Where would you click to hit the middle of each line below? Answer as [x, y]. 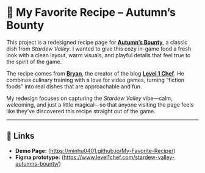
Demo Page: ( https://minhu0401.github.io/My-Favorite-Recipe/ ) [95, 150]
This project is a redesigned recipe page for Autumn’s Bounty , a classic [97, 42]
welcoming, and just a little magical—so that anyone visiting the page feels [100, 104]
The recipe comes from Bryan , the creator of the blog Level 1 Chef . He [95, 73]
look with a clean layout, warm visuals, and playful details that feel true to [99, 55]
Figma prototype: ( [39, 157]
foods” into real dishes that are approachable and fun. [74, 86]
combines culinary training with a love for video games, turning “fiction [95, 80]
